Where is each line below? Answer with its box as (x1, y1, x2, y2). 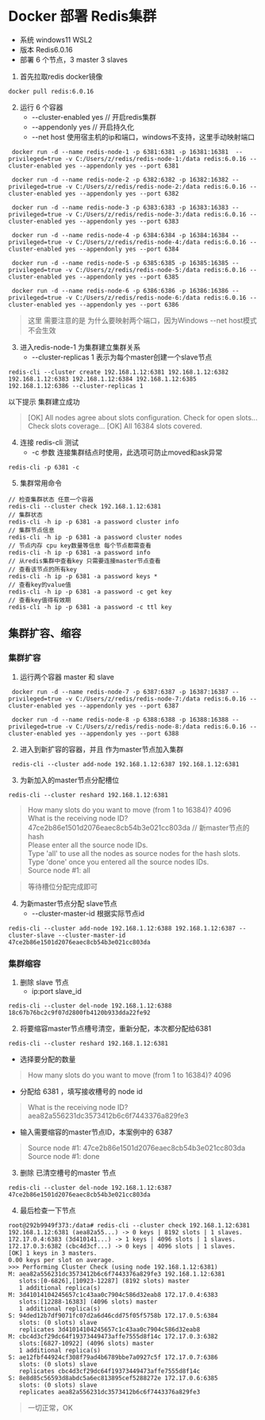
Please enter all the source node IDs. (27, 840, 148, 850)
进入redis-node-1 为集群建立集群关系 (19, 342, 141, 351)
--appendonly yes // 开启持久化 (31, 122, 135, 132)
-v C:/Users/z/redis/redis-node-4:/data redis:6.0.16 (64, 238, 247, 246)
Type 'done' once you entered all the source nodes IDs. (27, 857, 209, 866)
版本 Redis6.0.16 (19, 44, 73, 54)
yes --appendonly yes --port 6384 (64, 245, 179, 253)
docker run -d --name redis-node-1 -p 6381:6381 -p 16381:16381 (11, 148, 229, 155)
